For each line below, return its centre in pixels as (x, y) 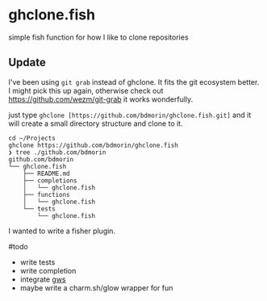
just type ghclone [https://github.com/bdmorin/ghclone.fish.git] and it (130, 115)
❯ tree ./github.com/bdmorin (57, 152)
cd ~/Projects (32, 138)
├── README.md (46, 173)
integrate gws (43, 279)
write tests (38, 262)
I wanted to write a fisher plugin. (62, 231)
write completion (48, 270)
